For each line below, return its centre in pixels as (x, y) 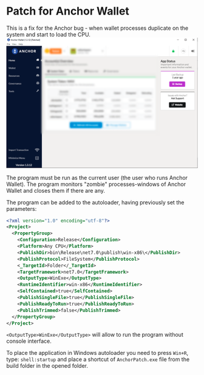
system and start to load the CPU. (49, 34)
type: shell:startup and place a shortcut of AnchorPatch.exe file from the (98, 359)
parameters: (22, 208)
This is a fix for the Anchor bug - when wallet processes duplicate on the (97, 28)
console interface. (29, 341)
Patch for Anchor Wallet (68, 11)
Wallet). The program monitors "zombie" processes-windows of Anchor (96, 184)
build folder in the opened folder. (47, 366)
